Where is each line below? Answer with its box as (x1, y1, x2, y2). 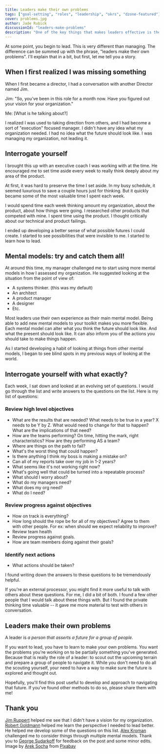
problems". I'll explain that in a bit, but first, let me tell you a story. (5, 54, 137, 59)
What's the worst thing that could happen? (12, 448, 98, 454)
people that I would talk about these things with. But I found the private (5, 597, 148, 603)
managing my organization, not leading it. (5, 135, 89, 141)
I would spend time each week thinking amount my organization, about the (5, 202, 155, 208)
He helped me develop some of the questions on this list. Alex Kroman (5, 728, 146, 733)
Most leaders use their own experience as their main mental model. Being (5, 315, 153, 321)
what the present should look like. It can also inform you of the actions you (5, 331, 155, 337)
